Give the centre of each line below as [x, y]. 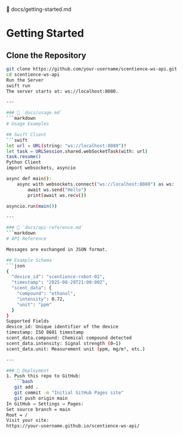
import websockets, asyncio [41, 168]
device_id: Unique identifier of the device [62, 327]
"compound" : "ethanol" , [46, 294]
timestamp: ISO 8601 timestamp [45, 332]
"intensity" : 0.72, [41, 299]
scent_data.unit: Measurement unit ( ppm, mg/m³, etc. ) [76, 349]
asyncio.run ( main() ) [32, 206]
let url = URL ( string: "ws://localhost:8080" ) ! [66, 146]
